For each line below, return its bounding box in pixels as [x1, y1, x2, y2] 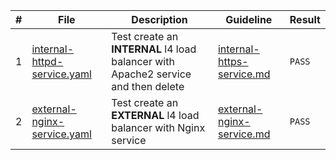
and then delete [111, 80, 185, 93]
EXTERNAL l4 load [111, 109, 200, 122]
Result [289, 13, 321, 26]
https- [217, 55, 249, 68]
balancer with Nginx [111, 121, 206, 134]
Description [131, 13, 188, 26]
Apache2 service [111, 67, 192, 81]
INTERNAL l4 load [111, 42, 197, 56]
